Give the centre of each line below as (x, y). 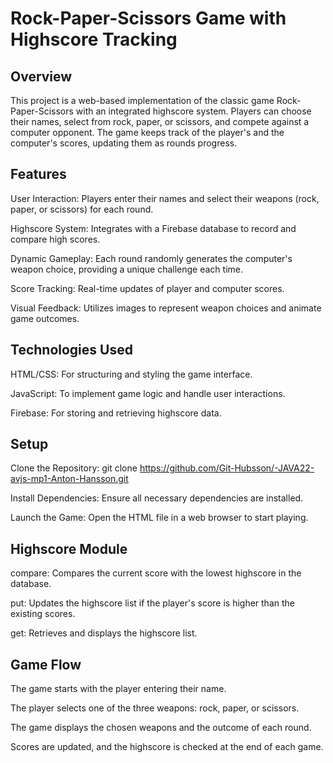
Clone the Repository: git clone (74, 468)
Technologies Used (71, 350)
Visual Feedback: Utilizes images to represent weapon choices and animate (166, 308)
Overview (41, 76)
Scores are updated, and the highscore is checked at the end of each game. (167, 747)
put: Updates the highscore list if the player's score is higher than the (152, 603)
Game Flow (46, 664)
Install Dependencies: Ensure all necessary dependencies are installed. (157, 498)
